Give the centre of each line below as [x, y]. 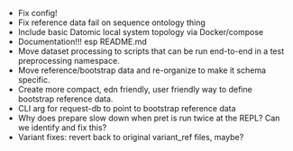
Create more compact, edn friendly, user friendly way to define [135, 89]
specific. [34, 80]
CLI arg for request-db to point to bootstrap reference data [127, 108]
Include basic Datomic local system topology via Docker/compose [141, 32]
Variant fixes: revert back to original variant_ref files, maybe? [131, 137]
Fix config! [37, 13]
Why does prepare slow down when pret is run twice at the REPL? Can [149, 118]
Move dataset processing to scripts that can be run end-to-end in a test [151, 51]
